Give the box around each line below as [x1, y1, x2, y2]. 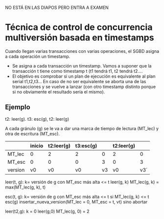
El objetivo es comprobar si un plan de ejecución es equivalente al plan [12, 73, 156, 79]
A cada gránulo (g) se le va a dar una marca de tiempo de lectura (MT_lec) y [5, 125, 159, 131]
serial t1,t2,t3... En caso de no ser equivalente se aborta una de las [12, 78, 146, 84]
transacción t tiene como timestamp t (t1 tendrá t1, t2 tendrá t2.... [12, 68, 143, 74]
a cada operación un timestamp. [5, 53, 70, 59]
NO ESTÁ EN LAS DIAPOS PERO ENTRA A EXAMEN [5, 5, 109, 10]
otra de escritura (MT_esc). [5, 131, 60, 136]
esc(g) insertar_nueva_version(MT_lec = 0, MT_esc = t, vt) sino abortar [5, 198, 148, 205]
